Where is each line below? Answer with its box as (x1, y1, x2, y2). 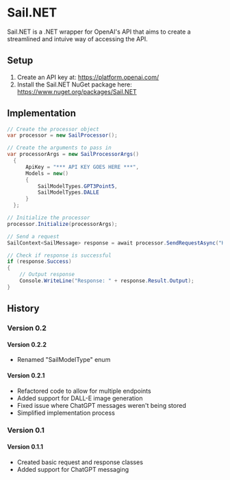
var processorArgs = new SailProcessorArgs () (7, 151, 139, 158)
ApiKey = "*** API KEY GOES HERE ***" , (25, 163, 139, 170)
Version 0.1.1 (7, 443, 43, 451)
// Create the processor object (7, 126, 99, 133)
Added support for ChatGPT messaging (16, 465, 129, 473)
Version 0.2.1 (7, 371, 45, 379)
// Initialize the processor (7, 214, 90, 221)
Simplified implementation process (16, 409, 115, 417)
